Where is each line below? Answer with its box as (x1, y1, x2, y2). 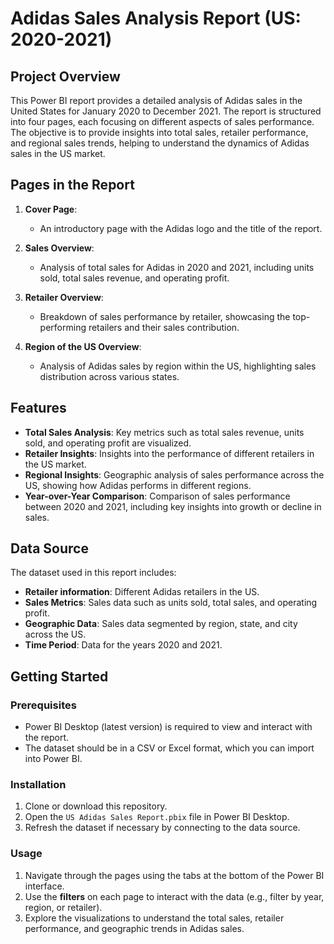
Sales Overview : (24, 242, 95, 254)
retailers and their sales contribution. (88, 321, 240, 333)
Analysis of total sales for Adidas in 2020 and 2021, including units (39, 261, 315, 273)
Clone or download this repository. (24, 800, 168, 812)
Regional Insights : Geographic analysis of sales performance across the (24, 468, 325, 481)
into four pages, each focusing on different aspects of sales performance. (10, 116, 315, 127)
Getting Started (10, 668, 109, 685)
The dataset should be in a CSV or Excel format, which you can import (24, 742, 315, 754)
